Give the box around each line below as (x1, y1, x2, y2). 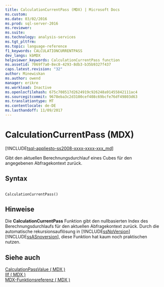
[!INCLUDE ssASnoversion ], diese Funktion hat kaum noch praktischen (5, 234, 148, 240)
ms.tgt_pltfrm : (5, 39, 36, 44)
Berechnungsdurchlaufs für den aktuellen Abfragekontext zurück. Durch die (5, 223, 159, 229)
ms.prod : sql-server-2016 (5, 21, 58, 26)
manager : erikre (5, 80, 38, 85)
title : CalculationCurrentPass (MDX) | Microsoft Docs (5, 7, 120, 12)
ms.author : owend (5, 76, 41, 81)
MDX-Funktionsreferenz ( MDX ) (5, 277, 70, 283)
